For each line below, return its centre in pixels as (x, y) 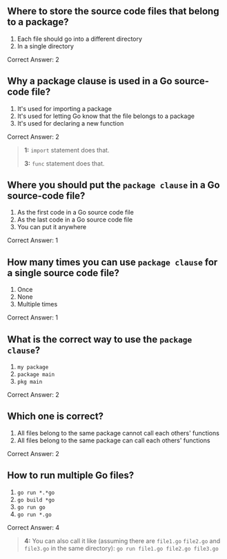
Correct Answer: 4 (33, 527)
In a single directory (46, 46)
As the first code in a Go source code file (76, 213)
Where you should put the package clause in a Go (113, 185)
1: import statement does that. (67, 150)
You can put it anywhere (52, 227)
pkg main (30, 382)
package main (36, 375)
